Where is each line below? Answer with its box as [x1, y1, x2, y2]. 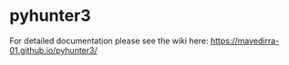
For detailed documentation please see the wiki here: [9, 35, 209, 46]
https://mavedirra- [210, 35, 280, 46]
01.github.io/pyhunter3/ [9, 44, 98, 55]
